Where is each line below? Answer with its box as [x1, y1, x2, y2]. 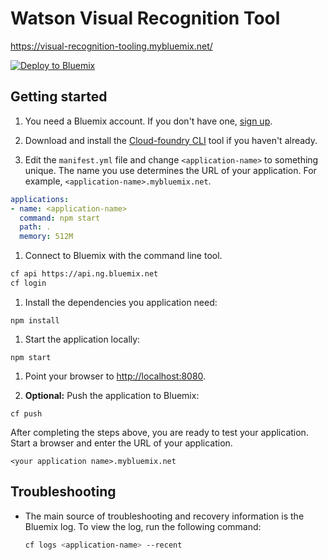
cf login [10, 278, 47, 288]
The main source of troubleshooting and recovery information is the [24, 510, 305, 522]
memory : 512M [19, 232, 74, 242]
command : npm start [19, 213, 101, 223]
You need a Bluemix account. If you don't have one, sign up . [24, 115, 273, 127]
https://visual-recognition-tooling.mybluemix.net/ [10, 40, 213, 52]
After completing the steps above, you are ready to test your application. [10, 426, 309, 438]
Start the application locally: [24, 333, 141, 345]
